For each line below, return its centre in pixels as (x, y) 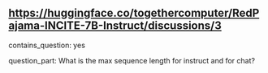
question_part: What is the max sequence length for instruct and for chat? (132, 60)
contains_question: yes (47, 45)
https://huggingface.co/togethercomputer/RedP (134, 13)
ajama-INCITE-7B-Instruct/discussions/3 (115, 26)
